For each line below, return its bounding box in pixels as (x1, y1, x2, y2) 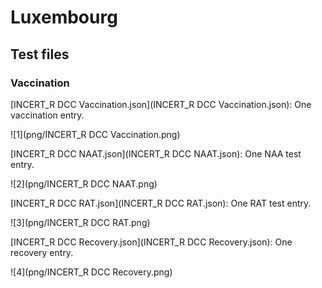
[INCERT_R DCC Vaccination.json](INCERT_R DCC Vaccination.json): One (10, 98, 312, 110)
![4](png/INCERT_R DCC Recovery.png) (10, 266, 173, 278)
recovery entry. (10, 246, 74, 258)
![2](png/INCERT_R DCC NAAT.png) (10, 177, 158, 190)
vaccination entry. (10, 109, 85, 121)
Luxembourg (10, 6, 118, 29)
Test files (10, 46, 70, 63)
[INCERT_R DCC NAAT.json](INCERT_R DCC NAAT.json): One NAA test (10, 147, 302, 160)
